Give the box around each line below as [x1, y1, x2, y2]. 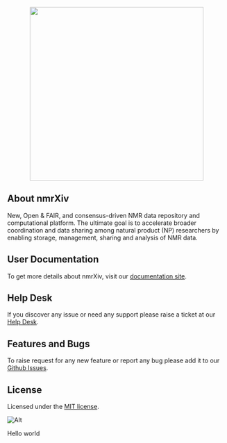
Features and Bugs [7, 337, 90, 350]
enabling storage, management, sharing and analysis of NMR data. [7, 233, 198, 242]
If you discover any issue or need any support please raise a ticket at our [7, 310, 216, 319]
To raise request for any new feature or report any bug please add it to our [7, 356, 220, 365]
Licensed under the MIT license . [7, 403, 99, 411]
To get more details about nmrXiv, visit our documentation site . [7, 271, 187, 281]
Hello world [7, 429, 40, 437]
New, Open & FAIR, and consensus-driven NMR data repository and [7, 211, 200, 219]
